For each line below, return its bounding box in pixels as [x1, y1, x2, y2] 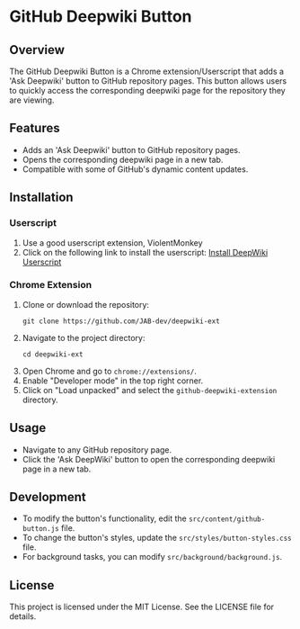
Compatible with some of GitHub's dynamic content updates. [22, 164, 249, 175]
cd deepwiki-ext [22, 349, 84, 359]
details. [9, 611, 37, 622]
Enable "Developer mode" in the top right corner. [22, 375, 204, 386]
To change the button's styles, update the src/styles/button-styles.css [22, 533, 292, 544]
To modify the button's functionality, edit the [22, 513, 187, 524]
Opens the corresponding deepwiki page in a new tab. [22, 154, 224, 165]
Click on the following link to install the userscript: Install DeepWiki [22, 247, 269, 257]
